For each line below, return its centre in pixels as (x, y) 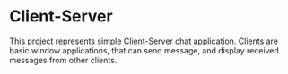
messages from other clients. (63, 60)
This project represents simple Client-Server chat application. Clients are (144, 41)
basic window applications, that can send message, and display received (144, 50)
